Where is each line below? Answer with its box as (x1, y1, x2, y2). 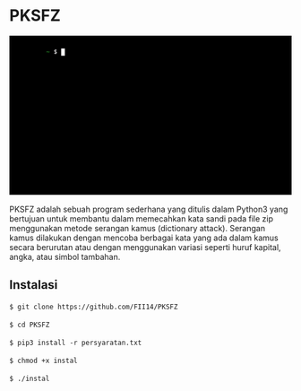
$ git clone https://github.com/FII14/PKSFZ (9, 302, 178, 311)
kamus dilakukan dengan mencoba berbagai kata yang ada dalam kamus (9, 232, 279, 243)
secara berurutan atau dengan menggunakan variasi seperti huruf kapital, (9, 241, 281, 252)
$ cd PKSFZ (9, 320, 50, 329)
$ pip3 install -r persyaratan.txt (9, 338, 142, 347)
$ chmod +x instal (9, 356, 78, 365)
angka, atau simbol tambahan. (9, 251, 121, 262)
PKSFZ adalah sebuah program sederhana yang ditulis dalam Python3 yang (9, 204, 288, 214)
